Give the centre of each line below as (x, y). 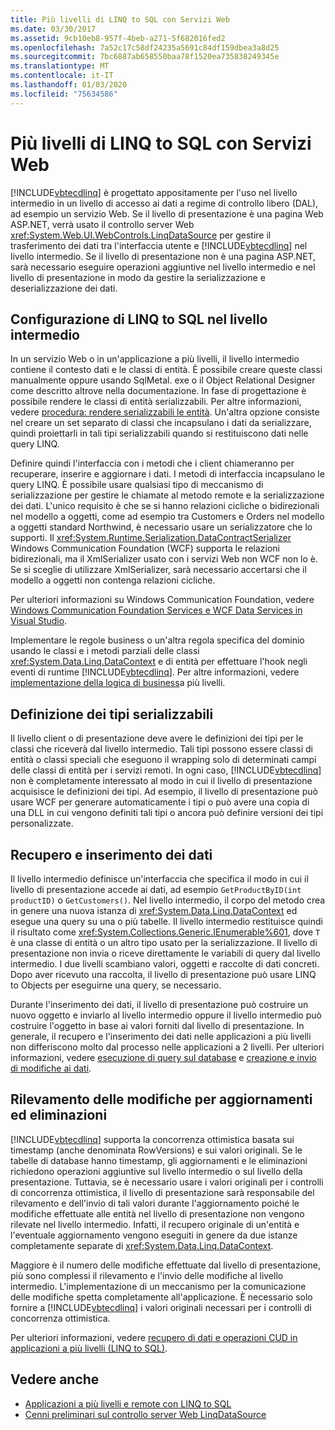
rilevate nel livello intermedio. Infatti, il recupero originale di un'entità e (155, 1224)
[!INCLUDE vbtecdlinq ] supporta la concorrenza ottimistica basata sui (152, 1139)
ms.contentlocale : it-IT (62, 76)
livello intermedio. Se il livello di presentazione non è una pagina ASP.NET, (163, 256)
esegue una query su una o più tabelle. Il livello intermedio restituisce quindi (166, 921)
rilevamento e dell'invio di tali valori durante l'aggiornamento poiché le (155, 1203)
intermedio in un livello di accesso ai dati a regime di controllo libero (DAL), (164, 203)
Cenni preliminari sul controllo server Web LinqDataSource (145, 1414)
